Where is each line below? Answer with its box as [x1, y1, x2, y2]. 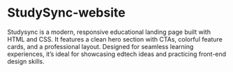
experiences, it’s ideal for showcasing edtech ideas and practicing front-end [7, 50, 227, 58]
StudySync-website [7, 5, 126, 21]
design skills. [7, 57, 45, 65]
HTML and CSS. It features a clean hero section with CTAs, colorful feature [7, 35, 223, 43]
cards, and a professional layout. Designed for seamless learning [7, 42, 194, 51]
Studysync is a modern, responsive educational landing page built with [7, 28, 211, 36]
